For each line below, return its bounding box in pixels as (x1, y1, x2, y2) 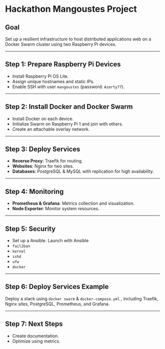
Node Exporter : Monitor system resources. (12, 206, 100, 212)
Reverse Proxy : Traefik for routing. (12, 158, 83, 164)
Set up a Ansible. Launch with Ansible (12, 238, 89, 244)
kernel (12, 249, 26, 254)
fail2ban (12, 244, 30, 249)
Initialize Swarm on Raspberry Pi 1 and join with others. (12, 121, 124, 127)
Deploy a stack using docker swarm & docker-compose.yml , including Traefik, (5, 295, 159, 301)
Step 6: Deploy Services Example (5, 283, 109, 291)
